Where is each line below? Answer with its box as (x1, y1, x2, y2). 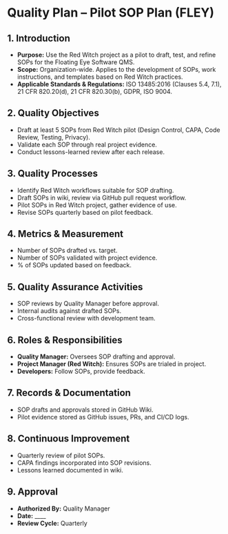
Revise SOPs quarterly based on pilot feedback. (17, 208, 154, 216)
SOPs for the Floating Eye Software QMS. (17, 58, 135, 66)
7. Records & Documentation (7, 387, 131, 399)
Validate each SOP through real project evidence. (17, 140, 157, 149)
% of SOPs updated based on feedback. (17, 261, 132, 269)
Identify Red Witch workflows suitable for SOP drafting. (17, 186, 174, 194)
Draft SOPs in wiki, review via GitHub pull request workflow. (17, 193, 187, 202)
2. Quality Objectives (7, 107, 100, 119)
